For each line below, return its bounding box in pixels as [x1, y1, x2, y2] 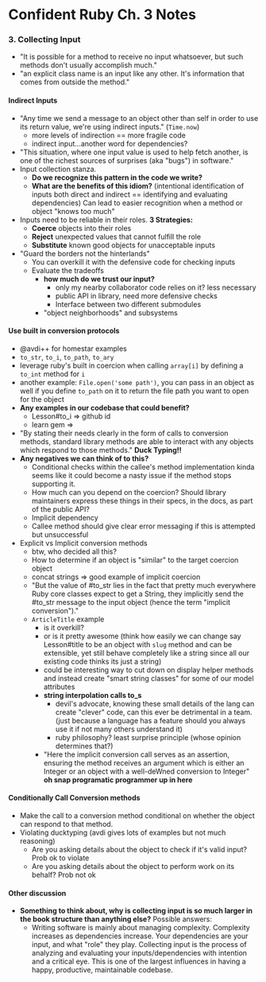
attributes [43, 682, 75, 692]
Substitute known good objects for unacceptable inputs [31, 240, 216, 250]
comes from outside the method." [19, 77, 129, 87]
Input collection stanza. [19, 164, 97, 173]
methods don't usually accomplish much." [19, 60, 157, 70]
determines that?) [55, 741, 114, 750]
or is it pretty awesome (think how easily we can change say [43, 631, 241, 641]
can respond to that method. [19, 820, 114, 829]
